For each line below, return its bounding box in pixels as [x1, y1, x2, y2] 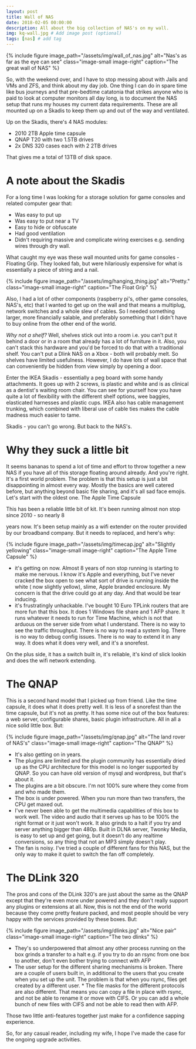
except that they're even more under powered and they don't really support [6, 896, 188, 904]
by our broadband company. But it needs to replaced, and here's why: [6, 529, 175, 536]
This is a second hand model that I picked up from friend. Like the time [6, 697, 177, 704]
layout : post [6, 8, 38, 15]
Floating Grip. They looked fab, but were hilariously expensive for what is [6, 259, 183, 267]
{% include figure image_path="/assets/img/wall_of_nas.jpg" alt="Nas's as [6, 52, 187, 59]
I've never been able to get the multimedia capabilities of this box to [14, 807, 179, 814]
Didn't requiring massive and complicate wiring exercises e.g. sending [14, 236, 185, 243]
